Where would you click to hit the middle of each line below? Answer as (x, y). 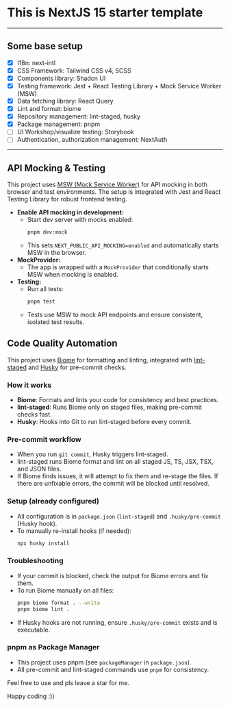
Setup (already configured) (53, 501)
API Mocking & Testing (56, 168)
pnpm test (41, 302)
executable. (34, 630)
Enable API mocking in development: (71, 212)
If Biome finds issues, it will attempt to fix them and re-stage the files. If (117, 476)
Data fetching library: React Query (65, 101)
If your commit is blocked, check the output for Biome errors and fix (113, 575)
